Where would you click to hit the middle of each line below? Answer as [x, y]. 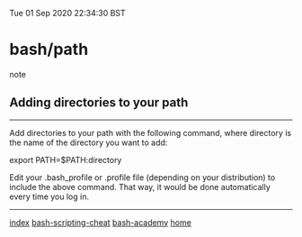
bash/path [49, 50]
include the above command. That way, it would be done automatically [140, 187]
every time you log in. [49, 196]
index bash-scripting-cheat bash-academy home [100, 222]
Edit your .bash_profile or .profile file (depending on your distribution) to [142, 177]
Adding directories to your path [99, 103]
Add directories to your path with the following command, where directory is [151, 132]
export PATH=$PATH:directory [66, 160]
